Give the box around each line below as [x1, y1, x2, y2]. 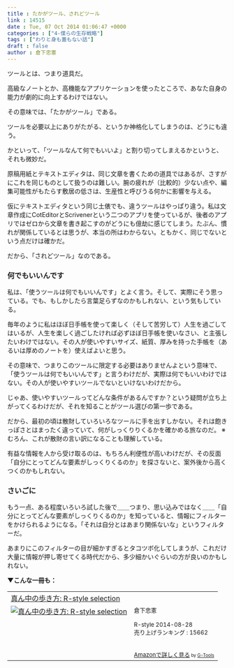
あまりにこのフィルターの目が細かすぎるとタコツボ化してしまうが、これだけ [7, 544, 227, 552]
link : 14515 [7, 17, 45, 24]
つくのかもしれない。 [7, 467, 68, 475]
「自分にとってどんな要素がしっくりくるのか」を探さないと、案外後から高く [7, 458, 227, 466]
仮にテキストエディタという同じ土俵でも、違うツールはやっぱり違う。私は [7, 202, 221, 210]
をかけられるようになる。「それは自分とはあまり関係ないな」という [7, 521, 200, 529]
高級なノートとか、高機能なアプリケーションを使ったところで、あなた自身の [7, 84, 227, 92]
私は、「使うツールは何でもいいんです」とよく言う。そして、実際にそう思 [7, 288, 217, 297]
